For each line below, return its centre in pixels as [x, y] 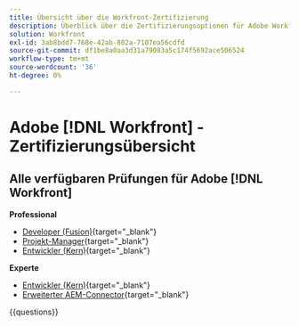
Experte [24, 267]
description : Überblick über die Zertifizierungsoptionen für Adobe [139, 26]
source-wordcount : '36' [53, 68]
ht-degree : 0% [36, 76]
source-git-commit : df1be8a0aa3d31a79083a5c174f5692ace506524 [127, 51]
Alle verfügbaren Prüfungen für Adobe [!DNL [136, 179]
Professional [33, 214]
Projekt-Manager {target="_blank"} [85, 240]
